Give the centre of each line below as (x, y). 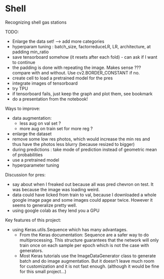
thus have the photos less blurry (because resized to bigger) (73, 144)
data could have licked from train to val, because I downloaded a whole (84, 195)
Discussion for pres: (25, 174)
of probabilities (27, 155)
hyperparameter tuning (36, 165)
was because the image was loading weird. (56, 189)
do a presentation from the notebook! (50, 99)
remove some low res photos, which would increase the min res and (81, 139)
